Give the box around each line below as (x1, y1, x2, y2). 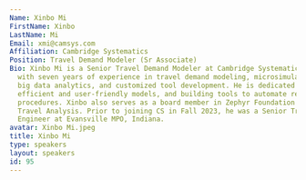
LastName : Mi (9, 30, 59, 39)
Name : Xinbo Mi (9, 13, 67, 23)
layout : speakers (9, 148, 76, 157)
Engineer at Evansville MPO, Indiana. (17, 115, 166, 124)
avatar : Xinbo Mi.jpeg (9, 124, 96, 133)
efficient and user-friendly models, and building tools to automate (17, 89, 287, 98)
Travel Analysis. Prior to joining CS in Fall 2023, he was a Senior (17, 106, 287, 115)
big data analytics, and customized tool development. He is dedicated (17, 81, 296, 90)
